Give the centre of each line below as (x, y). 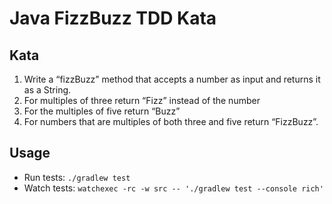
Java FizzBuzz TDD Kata (113, 18)
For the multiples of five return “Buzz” (102, 111)
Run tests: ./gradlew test (77, 177)
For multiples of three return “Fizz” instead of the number (142, 100)
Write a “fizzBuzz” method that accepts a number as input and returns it (172, 79)
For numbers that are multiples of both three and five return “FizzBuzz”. (171, 121)
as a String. (47, 90)
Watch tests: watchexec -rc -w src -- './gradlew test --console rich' (173, 188)
